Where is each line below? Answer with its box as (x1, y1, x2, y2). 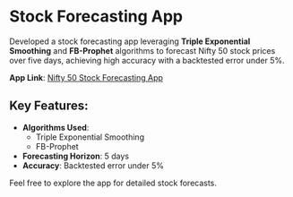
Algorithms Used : (22, 122, 90, 133)
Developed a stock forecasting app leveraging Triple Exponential (9, 36, 251, 47)
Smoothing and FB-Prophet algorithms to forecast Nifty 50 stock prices (9, 45, 276, 56)
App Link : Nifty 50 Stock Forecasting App (9, 72, 164, 82)
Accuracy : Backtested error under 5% (22, 159, 164, 171)
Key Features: (9, 98, 89, 114)
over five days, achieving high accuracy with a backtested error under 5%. (9, 55, 285, 65)
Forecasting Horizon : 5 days (22, 150, 130, 161)
